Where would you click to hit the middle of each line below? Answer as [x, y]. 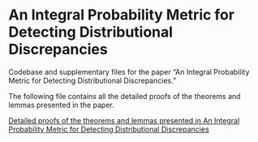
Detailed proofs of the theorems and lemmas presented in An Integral [124, 120]
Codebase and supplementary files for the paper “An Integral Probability [129, 71]
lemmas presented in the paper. [62, 105]
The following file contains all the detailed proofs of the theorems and [125, 96]
